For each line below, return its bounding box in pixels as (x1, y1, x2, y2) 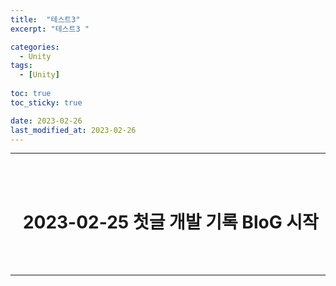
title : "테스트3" (10, 14, 81, 25)
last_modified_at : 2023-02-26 (10, 125, 137, 135)
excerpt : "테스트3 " (10, 24, 90, 34)
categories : (10, 42, 60, 52)
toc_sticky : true (10, 97, 83, 108)
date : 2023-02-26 (10, 116, 83, 126)
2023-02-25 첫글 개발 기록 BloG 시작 (22, 211, 319, 233)
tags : (10, 61, 33, 71)
